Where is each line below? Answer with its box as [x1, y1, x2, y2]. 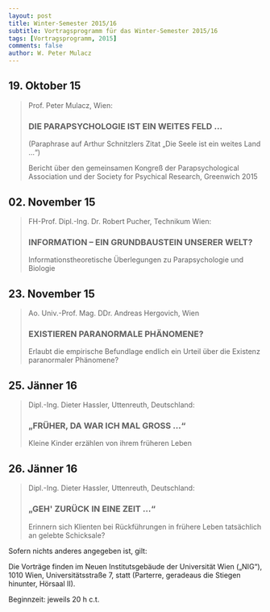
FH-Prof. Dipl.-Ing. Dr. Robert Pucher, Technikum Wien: [27, 216, 212, 226]
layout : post [8, 11, 52, 20]
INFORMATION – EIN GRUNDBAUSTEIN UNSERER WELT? [27, 236, 253, 248]
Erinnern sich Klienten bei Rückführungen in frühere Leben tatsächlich [27, 522, 262, 531]
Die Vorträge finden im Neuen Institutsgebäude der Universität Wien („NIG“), [8, 561, 263, 571]
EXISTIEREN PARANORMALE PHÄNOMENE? [27, 328, 204, 339]
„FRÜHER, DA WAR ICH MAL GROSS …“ [27, 420, 186, 431]
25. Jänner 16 [8, 378, 78, 392]
